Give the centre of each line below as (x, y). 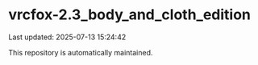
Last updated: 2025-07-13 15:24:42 (67, 37)
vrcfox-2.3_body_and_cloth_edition (130, 15)
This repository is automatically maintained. (81, 52)
